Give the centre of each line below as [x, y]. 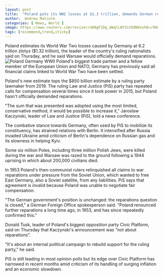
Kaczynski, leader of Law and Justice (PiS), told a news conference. [73, 116]
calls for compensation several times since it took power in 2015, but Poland [81, 91]
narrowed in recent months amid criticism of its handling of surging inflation [81, 264]
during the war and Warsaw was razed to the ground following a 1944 [75, 155]
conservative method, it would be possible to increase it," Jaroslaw [72, 111]
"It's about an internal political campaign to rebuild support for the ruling [77, 244]
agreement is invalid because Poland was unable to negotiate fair [70, 185]
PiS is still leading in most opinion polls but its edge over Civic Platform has [80, 259]
